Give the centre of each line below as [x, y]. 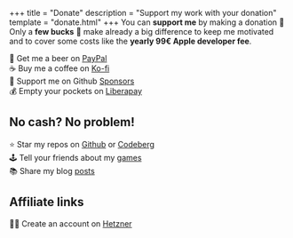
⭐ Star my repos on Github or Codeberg [82, 144]
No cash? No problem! [72, 122]
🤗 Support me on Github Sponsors [72, 81]
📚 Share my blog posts [52, 171]
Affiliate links [47, 202]
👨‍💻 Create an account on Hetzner [71, 223]
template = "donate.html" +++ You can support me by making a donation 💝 [147, 22]
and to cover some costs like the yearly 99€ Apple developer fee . [131, 41]
